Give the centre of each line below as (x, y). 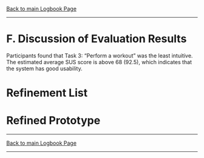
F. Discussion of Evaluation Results (97, 39)
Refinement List (47, 93)
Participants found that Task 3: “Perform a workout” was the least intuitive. (100, 55)
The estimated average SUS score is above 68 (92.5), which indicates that (99, 62)
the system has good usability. (45, 68)
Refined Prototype (53, 121)
